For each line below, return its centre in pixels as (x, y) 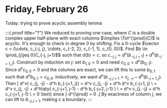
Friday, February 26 (47, 9)
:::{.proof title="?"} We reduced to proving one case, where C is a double (80, 32)
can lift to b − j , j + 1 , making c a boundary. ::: (49, 100)
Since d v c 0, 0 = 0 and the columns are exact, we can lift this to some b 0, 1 (80, 69)
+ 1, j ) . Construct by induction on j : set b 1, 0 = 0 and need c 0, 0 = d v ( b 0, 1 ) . (79, 62)
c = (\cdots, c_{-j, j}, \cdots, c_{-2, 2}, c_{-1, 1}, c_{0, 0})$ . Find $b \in (76, 48)
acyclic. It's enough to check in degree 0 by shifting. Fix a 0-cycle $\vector (82, 43)
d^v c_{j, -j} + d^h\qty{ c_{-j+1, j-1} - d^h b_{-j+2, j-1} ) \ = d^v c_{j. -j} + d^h (83, 88)
